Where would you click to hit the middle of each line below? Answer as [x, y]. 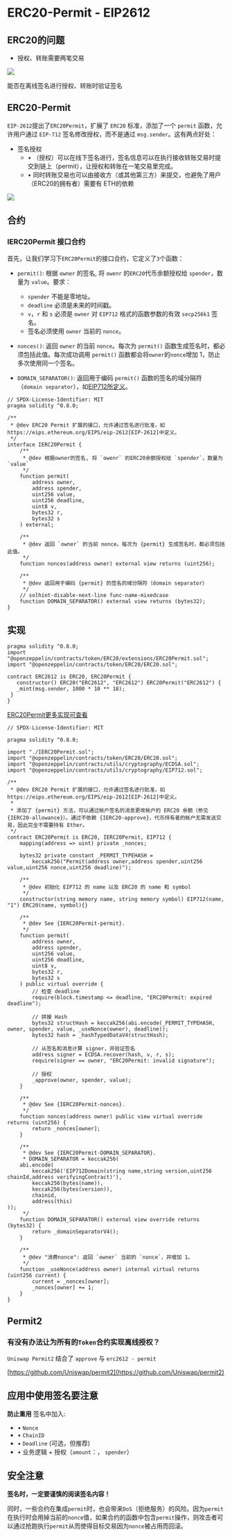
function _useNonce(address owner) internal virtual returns [109, 1270]
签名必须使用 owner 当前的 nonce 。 [76, 331]
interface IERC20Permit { [44, 445]
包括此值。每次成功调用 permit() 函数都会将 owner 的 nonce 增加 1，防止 [122, 354]
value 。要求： [51, 281]
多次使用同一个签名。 [47, 363]
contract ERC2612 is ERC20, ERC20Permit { [69, 677]
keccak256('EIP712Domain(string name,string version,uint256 [122, 1171]
